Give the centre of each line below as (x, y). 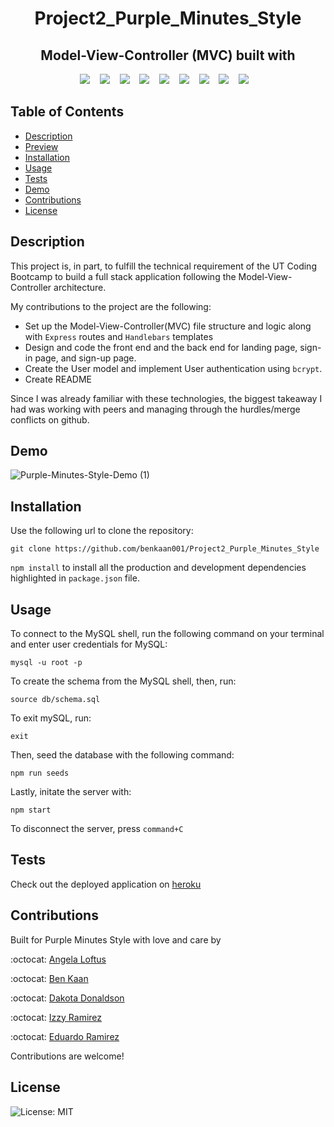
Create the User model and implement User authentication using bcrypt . (173, 368)
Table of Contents (67, 112)
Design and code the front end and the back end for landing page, (161, 347)
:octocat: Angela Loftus (58, 959)
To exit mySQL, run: (51, 718)
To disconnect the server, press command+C (97, 829)
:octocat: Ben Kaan (49, 978)
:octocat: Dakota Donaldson (67, 998)
